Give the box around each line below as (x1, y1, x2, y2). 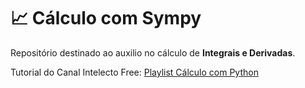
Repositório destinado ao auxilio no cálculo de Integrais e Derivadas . (10, 46, 296, 59)
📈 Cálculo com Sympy (10, 7, 202, 30)
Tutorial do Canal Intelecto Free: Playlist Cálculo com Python (10, 66, 259, 78)
